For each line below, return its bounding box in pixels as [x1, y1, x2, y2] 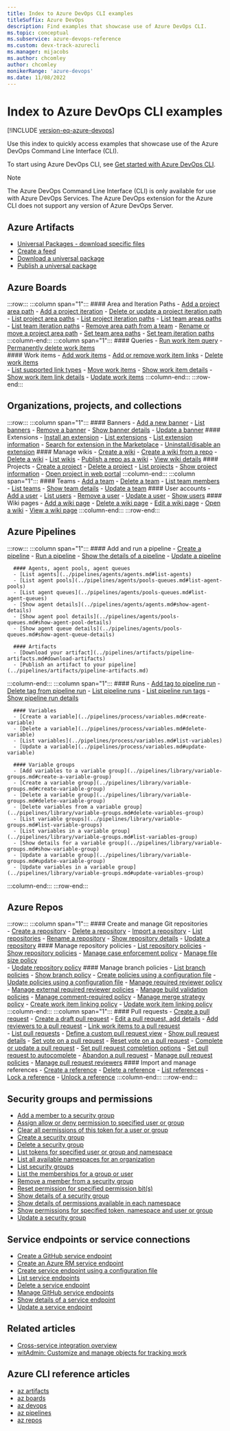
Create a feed [16, 247, 56, 255]
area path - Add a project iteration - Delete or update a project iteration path [7, 307, 222, 315]
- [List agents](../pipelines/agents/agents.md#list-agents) [13, 571, 192, 578]
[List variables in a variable [19, 827, 109, 834]
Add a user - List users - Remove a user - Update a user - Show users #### [7, 491, 222, 499]
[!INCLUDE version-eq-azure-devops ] [7, 127, 115, 135]
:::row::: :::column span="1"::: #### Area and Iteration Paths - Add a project [7, 300, 220, 308]
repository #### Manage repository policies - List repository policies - [7, 941, 207, 950]
